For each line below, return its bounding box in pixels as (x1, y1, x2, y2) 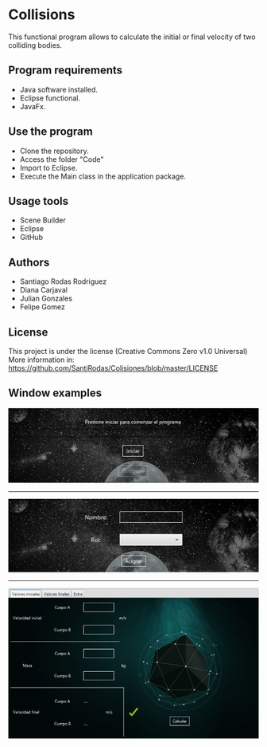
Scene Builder (19, 215, 66, 225)
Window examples (8, 387, 102, 400)
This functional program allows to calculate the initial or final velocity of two (8, 32, 256, 41)
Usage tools (8, 194, 69, 208)
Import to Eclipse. (19, 163, 78, 172)
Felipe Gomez (19, 302, 65, 312)
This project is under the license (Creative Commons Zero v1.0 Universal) (8, 347, 248, 356)
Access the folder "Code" (19, 154, 104, 164)
